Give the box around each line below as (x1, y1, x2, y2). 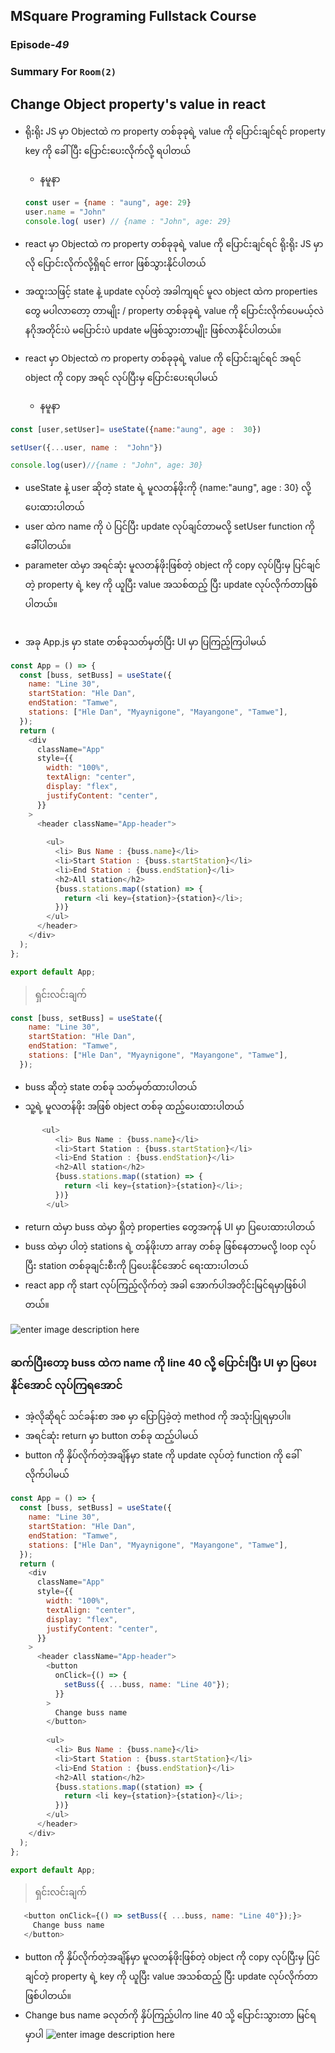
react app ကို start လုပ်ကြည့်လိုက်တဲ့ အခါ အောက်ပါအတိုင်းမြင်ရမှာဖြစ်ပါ (24, 1279, 307, 1291)
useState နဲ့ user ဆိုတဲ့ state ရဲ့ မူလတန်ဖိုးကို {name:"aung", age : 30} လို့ (24, 482, 312, 494)
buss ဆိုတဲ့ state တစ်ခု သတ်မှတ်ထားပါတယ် (24, 1080, 198, 1093)
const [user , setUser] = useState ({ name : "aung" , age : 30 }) (10, 424, 262, 434)
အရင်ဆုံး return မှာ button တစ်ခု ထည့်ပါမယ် (24, 1430, 199, 1442)
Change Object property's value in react (10, 95, 267, 113)
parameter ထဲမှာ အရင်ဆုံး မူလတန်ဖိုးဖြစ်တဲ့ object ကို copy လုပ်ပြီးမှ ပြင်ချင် (24, 559, 321, 571)
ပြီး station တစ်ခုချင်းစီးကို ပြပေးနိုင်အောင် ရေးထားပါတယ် (24, 1259, 249, 1271)
